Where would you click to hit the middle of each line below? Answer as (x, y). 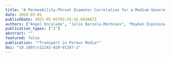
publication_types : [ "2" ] (33, 29)
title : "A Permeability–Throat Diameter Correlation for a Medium (77, 10)
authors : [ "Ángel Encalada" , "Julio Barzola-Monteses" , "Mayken (75, 24)
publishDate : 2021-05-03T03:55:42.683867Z (51, 19)
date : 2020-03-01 (24, 15)
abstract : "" (19, 33)
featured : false (22, 38)
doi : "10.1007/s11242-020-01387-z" (43, 47)
